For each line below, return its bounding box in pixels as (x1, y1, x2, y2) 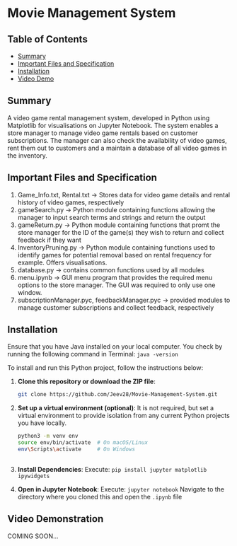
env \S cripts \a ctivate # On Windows (17, 446, 136, 453)
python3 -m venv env (17, 433, 79, 440)
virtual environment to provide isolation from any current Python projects (17, 412, 230, 420)
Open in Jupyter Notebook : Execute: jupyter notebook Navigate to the (17, 484, 225, 493)
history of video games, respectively (17, 198, 125, 207)
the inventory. (7, 151, 48, 160)
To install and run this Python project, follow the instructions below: (7, 364, 204, 372)
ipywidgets (17, 472, 50, 480)
